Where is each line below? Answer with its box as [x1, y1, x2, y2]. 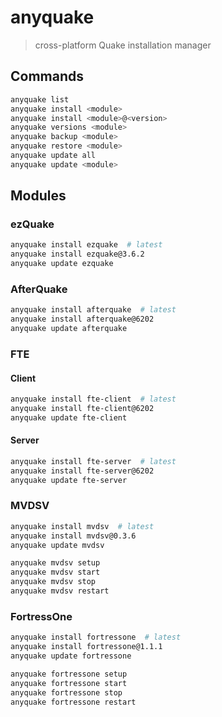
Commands [10, 68, 85, 85]
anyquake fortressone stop [10, 687, 123, 698]
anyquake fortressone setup [10, 669, 128, 679]
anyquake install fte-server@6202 [10, 466, 155, 476]
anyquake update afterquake [10, 324, 128, 334]
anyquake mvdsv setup [10, 558, 101, 568]
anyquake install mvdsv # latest [10, 521, 155, 531]
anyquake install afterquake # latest [10, 305, 177, 315]
